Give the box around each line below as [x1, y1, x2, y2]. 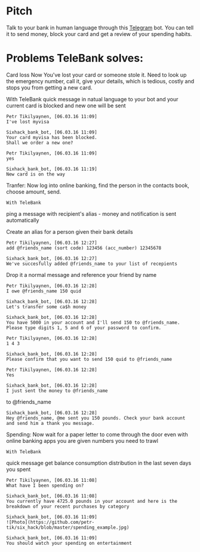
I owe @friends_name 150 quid [6, 288, 82, 294]
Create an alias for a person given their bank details [6, 228, 133, 235]
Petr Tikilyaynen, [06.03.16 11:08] [6, 477, 97, 483]
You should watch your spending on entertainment [6, 540, 133, 546]
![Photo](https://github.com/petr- [6, 519, 95, 525]
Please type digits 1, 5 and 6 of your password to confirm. [6, 325, 162, 331]
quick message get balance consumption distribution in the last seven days [6, 459, 192, 466]
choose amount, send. [6, 188, 61, 195]
